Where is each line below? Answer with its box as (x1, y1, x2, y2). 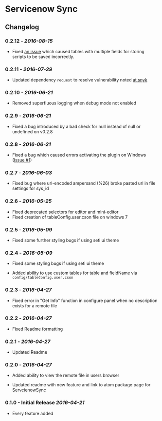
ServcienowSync (12, 387, 46, 393)
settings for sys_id (12, 185, 49, 191)
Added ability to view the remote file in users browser (12, 372, 120, 379)
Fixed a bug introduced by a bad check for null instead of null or (12, 123, 141, 129)
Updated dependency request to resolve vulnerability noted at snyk (12, 77, 147, 83)
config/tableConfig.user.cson (12, 275, 74, 280)
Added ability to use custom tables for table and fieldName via (12, 270, 137, 276)
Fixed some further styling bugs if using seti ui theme (12, 237, 119, 243)
